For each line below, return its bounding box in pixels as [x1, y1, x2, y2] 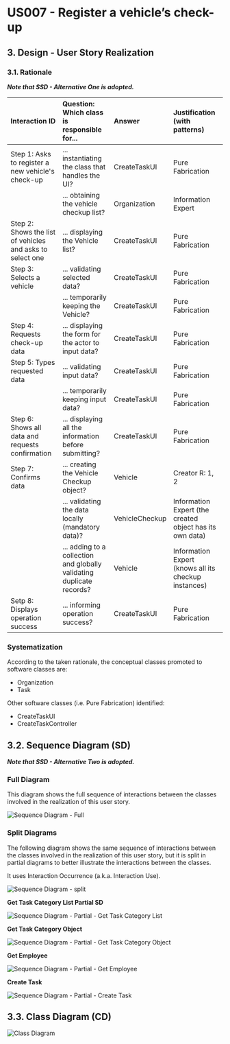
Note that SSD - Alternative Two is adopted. [7, 757, 135, 766]
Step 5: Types [10, 357, 55, 367]
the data [62, 505, 89, 514]
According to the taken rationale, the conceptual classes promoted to [7, 658, 203, 666]
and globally [62, 559, 102, 569]
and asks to [10, 244, 48, 254]
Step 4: [10, 320, 34, 330]
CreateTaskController [16, 720, 77, 728]
